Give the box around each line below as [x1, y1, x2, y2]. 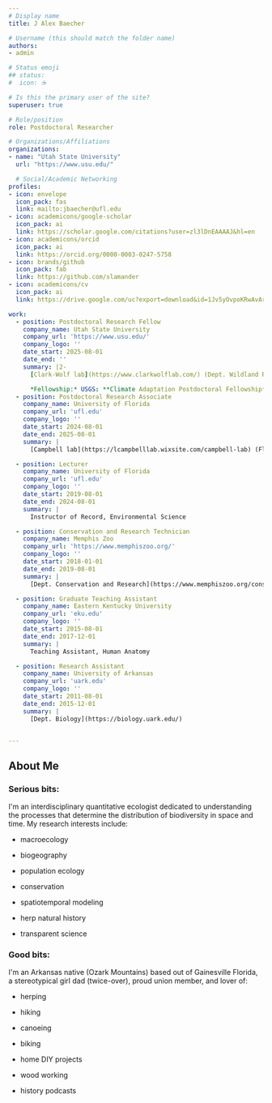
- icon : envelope [8, 190, 67, 199]
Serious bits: [8, 783, 60, 794]
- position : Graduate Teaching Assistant [15, 595, 158, 603]
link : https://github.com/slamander [15, 273, 139, 281]
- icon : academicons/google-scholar [8, 212, 132, 221]
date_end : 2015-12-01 [23, 699, 96, 708]
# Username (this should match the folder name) [8, 34, 176, 42]
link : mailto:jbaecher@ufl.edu [15, 205, 121, 213]
